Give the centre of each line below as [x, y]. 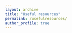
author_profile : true [27, 23]
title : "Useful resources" [33, 14]
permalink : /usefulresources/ [36, 18]
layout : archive [22, 9]
